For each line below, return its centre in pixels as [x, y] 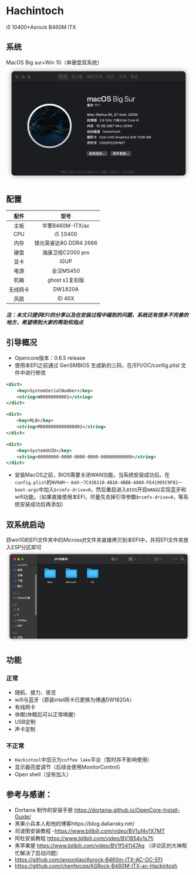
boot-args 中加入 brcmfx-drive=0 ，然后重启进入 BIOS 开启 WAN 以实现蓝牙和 [100, 490]
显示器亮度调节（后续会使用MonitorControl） [69, 767]
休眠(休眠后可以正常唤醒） [46, 714]
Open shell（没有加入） [43, 774]
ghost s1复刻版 [66, 280]
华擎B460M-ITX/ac [66, 225]
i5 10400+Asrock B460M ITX [41, 27]
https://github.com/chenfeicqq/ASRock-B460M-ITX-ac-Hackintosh [96, 866]
